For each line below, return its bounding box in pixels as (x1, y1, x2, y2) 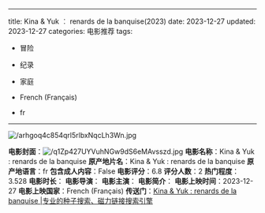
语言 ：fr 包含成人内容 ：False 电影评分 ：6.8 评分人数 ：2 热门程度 (21, 166, 233, 176)
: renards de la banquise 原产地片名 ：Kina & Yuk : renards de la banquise (8, 157, 246, 166)
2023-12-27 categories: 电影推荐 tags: (8, 27, 132, 35)
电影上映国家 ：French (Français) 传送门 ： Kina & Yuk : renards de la (18, 186, 237, 196)
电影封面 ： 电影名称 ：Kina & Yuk (8, 147, 255, 156)
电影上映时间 (174, 177, 217, 185)
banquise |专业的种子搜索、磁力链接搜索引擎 (8, 196, 154, 205)
